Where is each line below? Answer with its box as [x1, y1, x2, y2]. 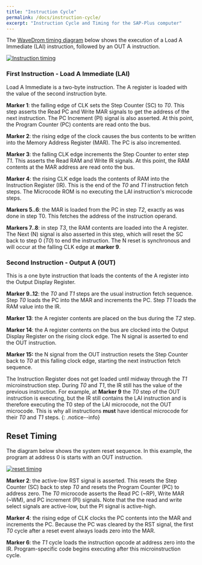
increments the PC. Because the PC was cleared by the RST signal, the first [6, 520, 194, 528]
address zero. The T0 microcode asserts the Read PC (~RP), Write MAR [6, 490, 185, 497]
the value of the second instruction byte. [6, 90, 107, 97]
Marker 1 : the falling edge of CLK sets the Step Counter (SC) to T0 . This [6, 101, 185, 109]
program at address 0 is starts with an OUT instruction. [6, 453, 143, 461]
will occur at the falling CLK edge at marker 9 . [6, 243, 121, 250]
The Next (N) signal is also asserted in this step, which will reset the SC [6, 230, 183, 238]
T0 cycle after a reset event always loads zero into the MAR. [6, 527, 156, 534]
